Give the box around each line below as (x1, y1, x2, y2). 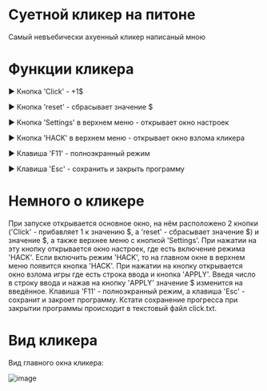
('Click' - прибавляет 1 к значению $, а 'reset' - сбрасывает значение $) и (8, 226, 260, 237)
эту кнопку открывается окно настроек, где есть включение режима (8, 244, 245, 253)
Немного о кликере (8, 192, 145, 210)
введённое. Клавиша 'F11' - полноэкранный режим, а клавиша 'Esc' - (8, 286, 245, 296)
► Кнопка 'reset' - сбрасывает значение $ (8, 102, 153, 111)
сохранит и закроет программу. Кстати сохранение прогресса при (8, 294, 238, 305)
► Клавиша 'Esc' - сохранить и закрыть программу (8, 164, 185, 174)
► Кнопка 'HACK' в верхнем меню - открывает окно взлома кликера (8, 133, 245, 142)
